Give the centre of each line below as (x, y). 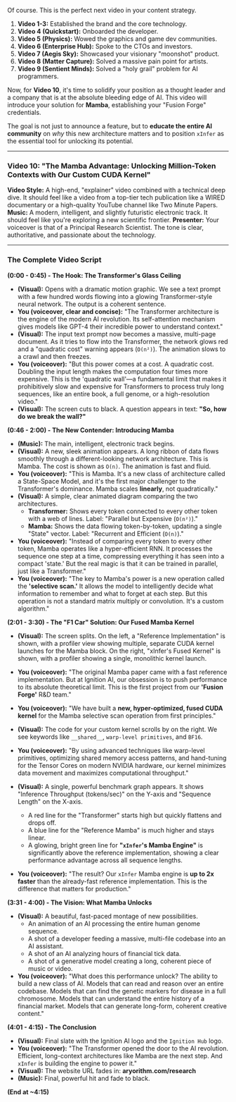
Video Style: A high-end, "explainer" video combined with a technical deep (117, 190)
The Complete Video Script (54, 260)
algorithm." (33, 608)
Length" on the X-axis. (50, 801)
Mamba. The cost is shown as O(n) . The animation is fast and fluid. (114, 466)
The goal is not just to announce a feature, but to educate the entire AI (110, 126)
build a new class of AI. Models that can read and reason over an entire (120, 984)
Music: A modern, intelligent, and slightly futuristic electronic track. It (108, 213)
